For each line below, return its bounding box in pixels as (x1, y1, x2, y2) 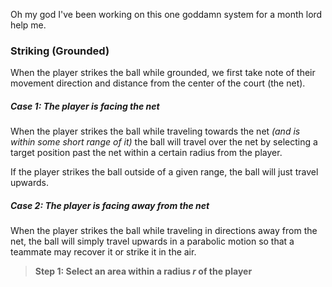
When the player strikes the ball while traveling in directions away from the (10, 225, 318, 237)
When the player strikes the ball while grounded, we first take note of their (10, 67, 316, 79)
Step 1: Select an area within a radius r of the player (34, 265, 253, 278)
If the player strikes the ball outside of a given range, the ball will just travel (10, 166, 319, 178)
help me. (10, 19, 47, 31)
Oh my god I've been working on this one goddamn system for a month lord (10, 9, 323, 20)
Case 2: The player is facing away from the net (10, 199, 210, 211)
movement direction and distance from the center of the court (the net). (10, 77, 306, 89)
